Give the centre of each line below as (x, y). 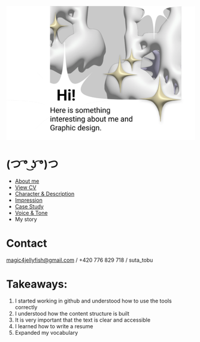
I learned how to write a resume (54, 326)
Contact (27, 243)
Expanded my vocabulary (46, 333)
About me (27, 181)
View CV (26, 187)
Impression (29, 200)
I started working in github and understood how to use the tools (93, 301)
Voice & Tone (31, 213)
